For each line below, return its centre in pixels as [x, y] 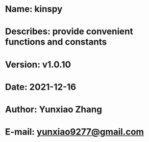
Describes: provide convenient [69, 32]
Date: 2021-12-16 [41, 87]
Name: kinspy [34, 9]
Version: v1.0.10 [38, 64]
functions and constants [56, 42]
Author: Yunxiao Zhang [54, 109]
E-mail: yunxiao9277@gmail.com [74, 132]
